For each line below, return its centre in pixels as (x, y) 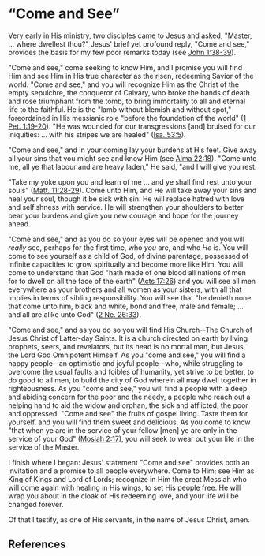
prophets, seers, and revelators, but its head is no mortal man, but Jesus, (127, 346)
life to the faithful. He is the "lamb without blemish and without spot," (120, 109)
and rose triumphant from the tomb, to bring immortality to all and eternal (127, 101)
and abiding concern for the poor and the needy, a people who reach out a (129, 397)
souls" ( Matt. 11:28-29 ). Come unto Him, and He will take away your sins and (132, 190)
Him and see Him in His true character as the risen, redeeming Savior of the (131, 76)
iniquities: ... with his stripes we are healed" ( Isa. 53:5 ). (97, 134)
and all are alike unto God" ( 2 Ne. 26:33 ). (75, 314)
